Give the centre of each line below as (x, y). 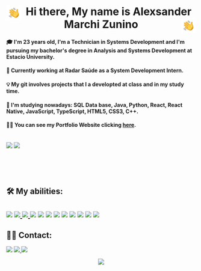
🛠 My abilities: (35, 191)
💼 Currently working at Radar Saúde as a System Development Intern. (95, 70)
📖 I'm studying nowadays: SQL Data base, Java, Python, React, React (94, 105)
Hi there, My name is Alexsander (109, 12)
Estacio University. (31, 56)
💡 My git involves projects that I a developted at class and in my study (95, 84)
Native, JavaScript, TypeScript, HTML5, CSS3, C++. (72, 111)
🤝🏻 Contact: (29, 235)
